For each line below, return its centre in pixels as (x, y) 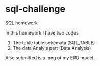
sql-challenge (35, 9)
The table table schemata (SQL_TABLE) (54, 42)
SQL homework (22, 23)
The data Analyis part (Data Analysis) (52, 48)
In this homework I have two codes (42, 32)
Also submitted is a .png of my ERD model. (50, 58)
